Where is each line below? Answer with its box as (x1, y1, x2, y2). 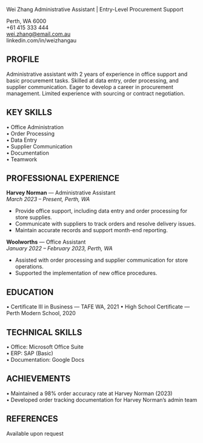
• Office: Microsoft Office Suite (6, 343, 84, 351)
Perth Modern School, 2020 (6, 310, 76, 317)
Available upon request (6, 430, 64, 437)
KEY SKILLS (6, 107, 53, 118)
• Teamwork (6, 155, 38, 163)
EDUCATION (6, 287, 54, 297)
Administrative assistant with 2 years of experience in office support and (6, 70, 188, 78)
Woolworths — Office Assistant (6, 238, 86, 245)
